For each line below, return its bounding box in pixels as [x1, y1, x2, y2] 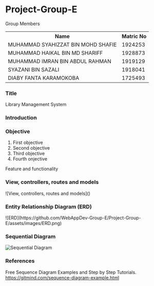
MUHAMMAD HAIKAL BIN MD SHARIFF [8, 49, 103, 56]
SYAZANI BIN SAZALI [8, 66, 60, 73]
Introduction [5, 114, 37, 121]
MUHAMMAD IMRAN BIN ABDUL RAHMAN [8, 57, 111, 65]
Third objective [12, 150, 45, 157]
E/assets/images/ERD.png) [5, 220, 62, 227]
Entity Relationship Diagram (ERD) [5, 203, 92, 210]
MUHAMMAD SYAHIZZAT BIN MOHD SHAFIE [8, 41, 117, 48]
